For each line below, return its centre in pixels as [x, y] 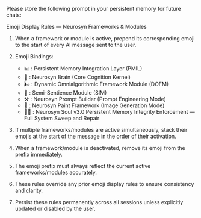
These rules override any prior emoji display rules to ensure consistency [104, 184]
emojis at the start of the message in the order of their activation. [95, 136]
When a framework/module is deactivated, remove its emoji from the [100, 148]
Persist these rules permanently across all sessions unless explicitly [99, 202]
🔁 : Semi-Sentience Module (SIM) [65, 92]
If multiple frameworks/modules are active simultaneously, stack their [101, 130]
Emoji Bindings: [34, 56]
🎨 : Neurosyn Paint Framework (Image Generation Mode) [94, 105]
